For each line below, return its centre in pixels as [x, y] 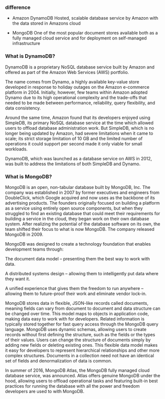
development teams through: [34, 249]
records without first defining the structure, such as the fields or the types [80, 334]
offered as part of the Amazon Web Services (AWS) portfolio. [67, 72]
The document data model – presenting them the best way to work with [78, 258]
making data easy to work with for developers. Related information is [75, 319]
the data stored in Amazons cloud [47, 23]
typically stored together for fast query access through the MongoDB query [82, 324]
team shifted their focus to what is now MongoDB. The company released [80, 229]
